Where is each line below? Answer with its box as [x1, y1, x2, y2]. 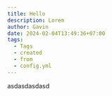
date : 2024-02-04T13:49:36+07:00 [7, 29, 106, 37]
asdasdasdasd [7, 81, 50, 90]
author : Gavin [7, 23, 49, 30]
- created [13, 50, 42, 57]
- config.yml [13, 62, 52, 69]
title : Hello [7, 10, 46, 18]
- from [13, 56, 33, 63]
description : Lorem [7, 17, 65, 24]
